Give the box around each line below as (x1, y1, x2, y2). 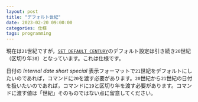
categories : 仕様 (6, 25, 47, 31)
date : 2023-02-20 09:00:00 (6, 19, 73, 25)
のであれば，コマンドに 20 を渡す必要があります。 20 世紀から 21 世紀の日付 (16, 75, 193, 82)
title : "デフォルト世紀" (6, 14, 61, 20)
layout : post (6, 8, 38, 15)
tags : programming (6, 31, 51, 37)
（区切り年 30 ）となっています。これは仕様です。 (6, 55, 124, 62)
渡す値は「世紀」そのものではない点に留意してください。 (16, 90, 157, 97)
